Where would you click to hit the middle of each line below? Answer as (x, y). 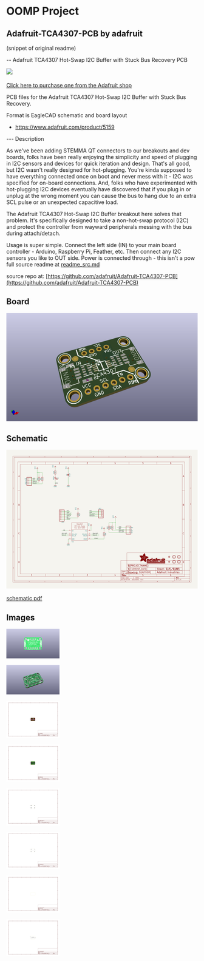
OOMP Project (43, 11)
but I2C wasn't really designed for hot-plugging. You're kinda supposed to (99, 170)
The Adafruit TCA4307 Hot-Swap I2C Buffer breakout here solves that (94, 214)
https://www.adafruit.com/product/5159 (65, 127)
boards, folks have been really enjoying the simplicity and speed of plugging (102, 157)
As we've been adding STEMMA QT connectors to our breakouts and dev (98, 151)
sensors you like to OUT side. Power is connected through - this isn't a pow (101, 258)
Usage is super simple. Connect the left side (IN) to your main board (91, 245)
